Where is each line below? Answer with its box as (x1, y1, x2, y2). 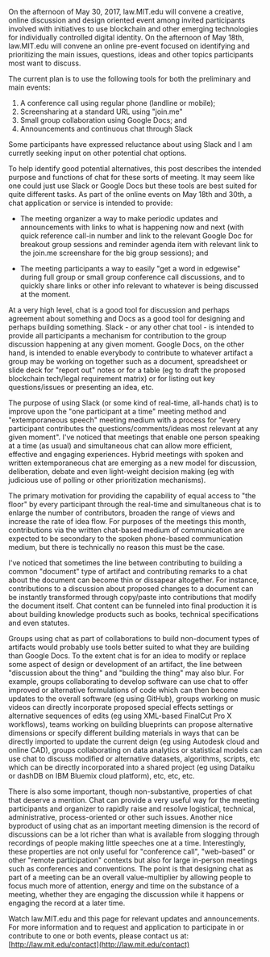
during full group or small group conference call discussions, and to (19, 272, 246, 282)
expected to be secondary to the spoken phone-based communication (8, 534, 243, 544)
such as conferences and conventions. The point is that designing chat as (8, 864, 254, 873)
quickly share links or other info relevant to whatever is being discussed (19, 281, 260, 290)
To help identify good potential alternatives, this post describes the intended (8, 164, 262, 173)
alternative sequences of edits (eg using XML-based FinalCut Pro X (8, 711, 232, 720)
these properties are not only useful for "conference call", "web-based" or (8, 847, 255, 856)
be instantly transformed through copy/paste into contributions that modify (8, 593, 257, 602)
